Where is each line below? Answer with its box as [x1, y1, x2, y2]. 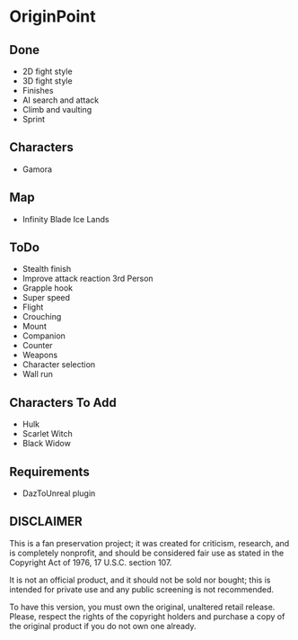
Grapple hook [22, 283, 74, 293]
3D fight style [22, 76, 74, 86]
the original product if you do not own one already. [9, 620, 197, 631]
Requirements [9, 464, 90, 479]
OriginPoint [9, 6, 96, 27]
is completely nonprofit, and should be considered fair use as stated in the [9, 547, 285, 558]
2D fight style [22, 66, 74, 77]
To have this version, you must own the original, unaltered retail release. [9, 601, 276, 612]
